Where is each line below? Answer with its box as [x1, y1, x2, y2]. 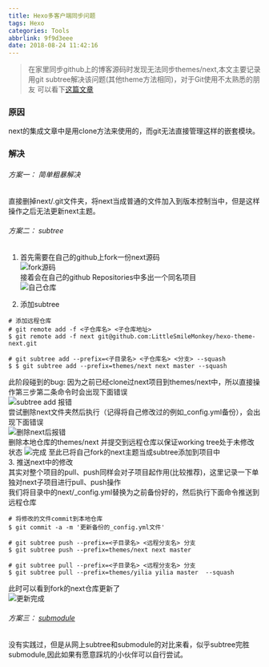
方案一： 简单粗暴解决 [8, 169, 81, 179]
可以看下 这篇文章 [37, 85, 94, 95]
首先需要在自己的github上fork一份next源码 [19, 252, 160, 261]
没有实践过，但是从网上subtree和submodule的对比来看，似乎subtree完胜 [8, 639, 250, 649]
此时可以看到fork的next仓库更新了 [8, 583, 120, 593]
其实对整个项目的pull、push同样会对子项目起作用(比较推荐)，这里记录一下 [8, 467, 252, 477]
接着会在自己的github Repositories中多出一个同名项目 [19, 272, 197, 281]
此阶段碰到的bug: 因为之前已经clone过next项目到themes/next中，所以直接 [8, 377, 254, 386]
